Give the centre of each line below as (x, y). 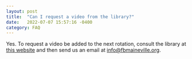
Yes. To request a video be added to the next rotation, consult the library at (96, 44)
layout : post (22, 11)
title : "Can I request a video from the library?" (70, 17)
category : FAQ (23, 27)
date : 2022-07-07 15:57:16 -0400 (49, 22)
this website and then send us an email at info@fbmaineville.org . (84, 50)
